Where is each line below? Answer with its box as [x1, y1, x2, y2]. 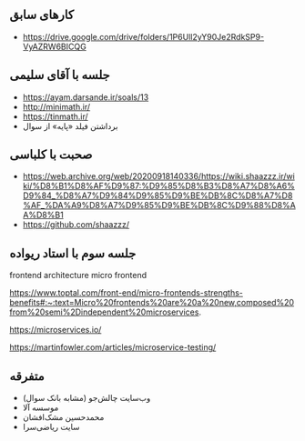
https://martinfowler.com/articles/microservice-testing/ [9, 342, 217, 353]
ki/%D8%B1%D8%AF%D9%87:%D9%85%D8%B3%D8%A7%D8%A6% [22, 181, 296, 192]
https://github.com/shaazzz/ [22, 219, 130, 230]
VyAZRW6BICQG [22, 41, 86, 52]
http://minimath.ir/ [22, 101, 91, 112]
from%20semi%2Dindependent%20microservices [9, 306, 199, 317]
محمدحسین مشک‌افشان [22, 412, 105, 423]
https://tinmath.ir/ [22, 111, 88, 122]
